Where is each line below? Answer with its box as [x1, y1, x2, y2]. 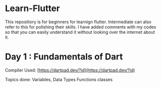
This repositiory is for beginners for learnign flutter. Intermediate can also [5, 19, 152, 25]
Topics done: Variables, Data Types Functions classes [5, 76, 113, 82]
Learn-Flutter [5, 3, 60, 14]
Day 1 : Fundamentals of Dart [5, 51, 123, 62]
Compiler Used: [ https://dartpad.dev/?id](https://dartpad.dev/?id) [5, 67, 135, 73]
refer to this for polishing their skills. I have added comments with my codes [5, 24, 157, 29]
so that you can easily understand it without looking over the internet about [5, 29, 155, 35]
